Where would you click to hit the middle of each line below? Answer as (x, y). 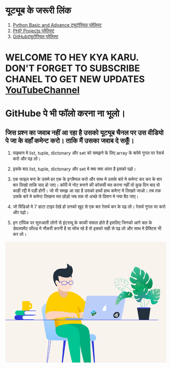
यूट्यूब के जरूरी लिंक (38, 10)
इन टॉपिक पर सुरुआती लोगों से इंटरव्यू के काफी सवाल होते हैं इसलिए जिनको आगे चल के (82, 223)
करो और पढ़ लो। (27, 159)
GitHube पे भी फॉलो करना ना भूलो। (65, 113)
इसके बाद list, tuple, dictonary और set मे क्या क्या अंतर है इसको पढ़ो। (74, 169)
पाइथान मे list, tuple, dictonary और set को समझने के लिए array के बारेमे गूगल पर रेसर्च (88, 153)
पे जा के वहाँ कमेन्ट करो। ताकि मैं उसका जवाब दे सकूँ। (70, 140)
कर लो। (20, 234)
